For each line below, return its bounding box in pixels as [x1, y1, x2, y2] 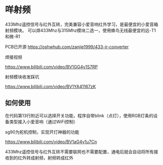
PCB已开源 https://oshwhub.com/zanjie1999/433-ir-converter [5, 44, 129, 49]
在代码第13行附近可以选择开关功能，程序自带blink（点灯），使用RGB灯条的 [5, 113, 154, 118]
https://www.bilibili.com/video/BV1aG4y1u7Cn [5, 139, 97, 145]
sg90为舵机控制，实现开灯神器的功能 [5, 129, 79, 135]
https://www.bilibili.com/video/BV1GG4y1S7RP [5, 64, 98, 69]
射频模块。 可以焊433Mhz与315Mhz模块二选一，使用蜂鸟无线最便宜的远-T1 [5, 27, 156, 33]
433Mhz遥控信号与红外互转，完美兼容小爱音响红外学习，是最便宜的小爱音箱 [5, 21, 158, 27]
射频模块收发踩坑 [5, 74, 39, 80]
